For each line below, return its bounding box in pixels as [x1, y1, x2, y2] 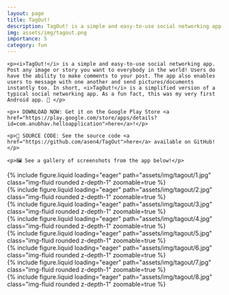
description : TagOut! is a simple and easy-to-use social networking [7, 23, 210, 29]
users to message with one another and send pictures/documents [7, 79, 194, 86]
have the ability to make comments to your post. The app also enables [7, 73, 215, 79]
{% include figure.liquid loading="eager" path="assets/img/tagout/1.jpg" [7, 171, 212, 179]
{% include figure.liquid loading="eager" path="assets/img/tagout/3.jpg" [7, 200, 213, 208]
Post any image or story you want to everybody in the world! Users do [7, 66, 215, 73]
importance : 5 [7, 36, 48, 42]
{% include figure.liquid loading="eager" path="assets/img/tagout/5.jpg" [7, 229, 213, 237]
